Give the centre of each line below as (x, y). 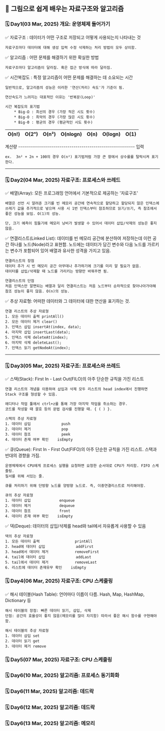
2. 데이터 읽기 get (22, 641)
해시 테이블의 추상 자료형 (27, 631)
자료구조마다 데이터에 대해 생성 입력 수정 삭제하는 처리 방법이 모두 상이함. (71, 48)
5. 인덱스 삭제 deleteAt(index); (37, 337)
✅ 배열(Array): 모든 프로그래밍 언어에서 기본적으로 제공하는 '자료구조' (72, 193)
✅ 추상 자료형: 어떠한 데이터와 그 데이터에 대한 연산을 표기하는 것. (68, 301)
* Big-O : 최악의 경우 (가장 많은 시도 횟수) (55, 117)
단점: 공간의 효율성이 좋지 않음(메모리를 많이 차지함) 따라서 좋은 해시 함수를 (73, 616)
